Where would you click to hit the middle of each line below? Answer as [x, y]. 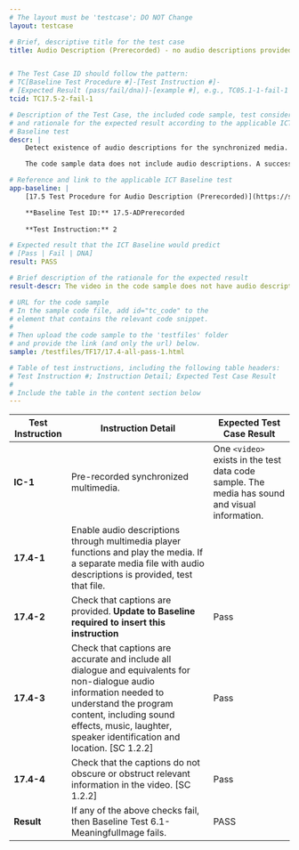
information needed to [117, 692]
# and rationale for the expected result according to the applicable [143, 123]
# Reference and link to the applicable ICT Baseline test [121, 180]
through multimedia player [126, 541]
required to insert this [118, 622]
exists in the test [247, 460]
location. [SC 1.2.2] [112, 749]
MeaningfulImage [108, 833]
